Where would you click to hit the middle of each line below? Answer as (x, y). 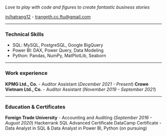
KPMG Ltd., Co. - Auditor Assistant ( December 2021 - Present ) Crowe (77, 84)
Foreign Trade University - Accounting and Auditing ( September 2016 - (79, 117)
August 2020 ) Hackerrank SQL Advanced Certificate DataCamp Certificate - (83, 123)
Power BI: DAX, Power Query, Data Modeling (58, 50)
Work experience (26, 73)
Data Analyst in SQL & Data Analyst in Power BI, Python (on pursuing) (76, 128)
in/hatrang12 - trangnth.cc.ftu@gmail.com (48, 17)
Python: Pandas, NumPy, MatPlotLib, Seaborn (59, 56)
